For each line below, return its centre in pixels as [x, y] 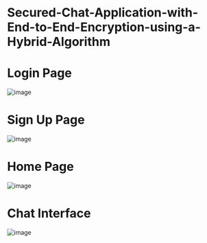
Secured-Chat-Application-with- [103, 13]
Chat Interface [49, 213]
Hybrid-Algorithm [59, 42]
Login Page [39, 73]
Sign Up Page [46, 120]
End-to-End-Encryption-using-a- [104, 27]
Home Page [40, 167]
